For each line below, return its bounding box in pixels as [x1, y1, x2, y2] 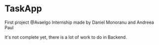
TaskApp [4, 3, 42, 14]
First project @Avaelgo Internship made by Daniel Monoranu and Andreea [4, 19, 155, 25]
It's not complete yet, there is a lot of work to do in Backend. [4, 34, 127, 40]
